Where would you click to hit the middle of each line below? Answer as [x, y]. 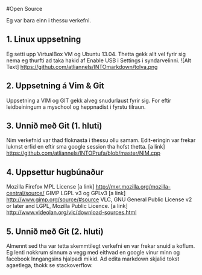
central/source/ [25, 193]
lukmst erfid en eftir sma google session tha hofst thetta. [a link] [86, 147]
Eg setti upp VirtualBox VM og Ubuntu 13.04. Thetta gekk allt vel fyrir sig [96, 54]
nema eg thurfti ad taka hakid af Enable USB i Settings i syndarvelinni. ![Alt [99, 60]
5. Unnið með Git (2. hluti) [55, 231]
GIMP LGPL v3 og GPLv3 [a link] [86, 193]
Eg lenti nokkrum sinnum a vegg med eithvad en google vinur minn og [93, 253]
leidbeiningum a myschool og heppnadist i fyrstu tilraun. [76, 107]
